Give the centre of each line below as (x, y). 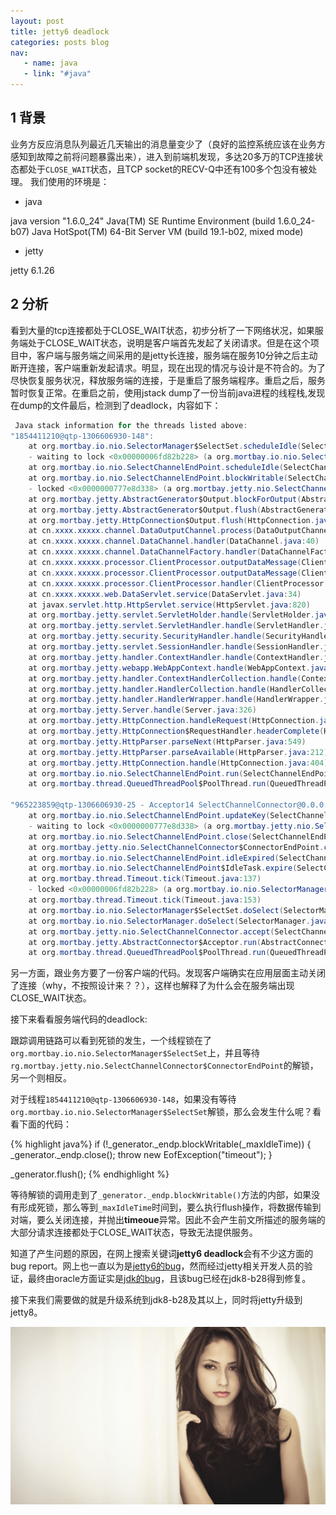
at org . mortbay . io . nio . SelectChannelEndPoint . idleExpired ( (154, 858)
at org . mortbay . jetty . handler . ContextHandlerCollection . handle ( (165, 678)
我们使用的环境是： (69, 181)
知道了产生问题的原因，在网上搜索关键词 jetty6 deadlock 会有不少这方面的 (162, 1254)
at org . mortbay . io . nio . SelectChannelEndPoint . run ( (136, 773)
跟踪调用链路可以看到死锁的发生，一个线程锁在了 (111, 1041)
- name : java (50, 63)
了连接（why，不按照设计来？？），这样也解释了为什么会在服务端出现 (152, 986)
